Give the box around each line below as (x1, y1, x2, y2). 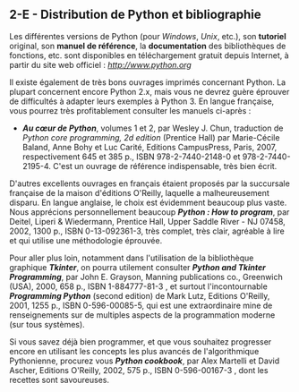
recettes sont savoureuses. (9, 374, 110, 385)
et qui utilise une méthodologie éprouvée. (9, 234, 163, 245)
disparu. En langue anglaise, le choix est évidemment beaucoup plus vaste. (9, 197, 287, 208)
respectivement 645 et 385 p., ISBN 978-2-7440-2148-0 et (21, 151, 241, 162)
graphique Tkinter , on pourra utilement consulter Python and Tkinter (9, 261, 266, 272)
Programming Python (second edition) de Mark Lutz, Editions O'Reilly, (9, 290, 270, 301)
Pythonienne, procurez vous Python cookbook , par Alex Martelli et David (9, 355, 280, 366)
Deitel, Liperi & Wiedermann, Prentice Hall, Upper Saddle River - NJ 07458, (9, 216, 286, 226)
